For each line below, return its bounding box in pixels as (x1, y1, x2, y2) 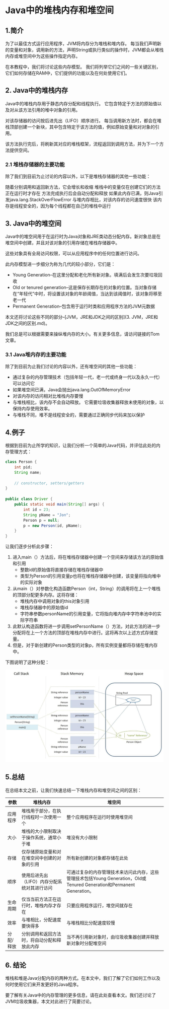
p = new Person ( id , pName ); (23, 523, 82, 528)
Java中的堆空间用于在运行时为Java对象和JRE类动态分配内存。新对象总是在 (5, 233, 161, 239)
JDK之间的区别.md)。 (5, 320, 50, 326)
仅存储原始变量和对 (21, 849, 61, 855)
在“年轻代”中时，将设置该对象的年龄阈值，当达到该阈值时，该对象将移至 (12, 291, 162, 297)
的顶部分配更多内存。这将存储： (12, 592, 79, 598)
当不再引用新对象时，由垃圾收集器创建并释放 (66, 934, 159, 940)
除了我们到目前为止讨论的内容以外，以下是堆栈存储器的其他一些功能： (5, 173, 151, 179)
